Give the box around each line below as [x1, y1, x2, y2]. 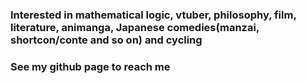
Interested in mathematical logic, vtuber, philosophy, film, [10, 8, 297, 22]
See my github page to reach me [10, 59, 171, 73]
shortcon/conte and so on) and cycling [10, 33, 203, 47]
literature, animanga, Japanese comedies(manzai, [10, 20, 260, 34]
